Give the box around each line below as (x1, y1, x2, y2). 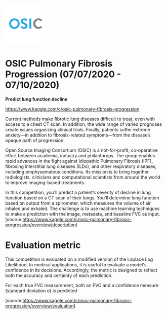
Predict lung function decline (5, 96, 68, 102)
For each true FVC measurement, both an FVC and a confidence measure (5, 282, 158, 288)
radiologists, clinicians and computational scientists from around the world (5, 174, 160, 180)
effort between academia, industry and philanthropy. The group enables (5, 152, 155, 158)
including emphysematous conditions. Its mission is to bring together (5, 168, 149, 175)
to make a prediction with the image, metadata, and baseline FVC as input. (5, 211, 160, 217)
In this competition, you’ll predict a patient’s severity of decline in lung (5, 189, 151, 195)
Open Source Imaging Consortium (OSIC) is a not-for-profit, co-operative (5, 147, 158, 153)
